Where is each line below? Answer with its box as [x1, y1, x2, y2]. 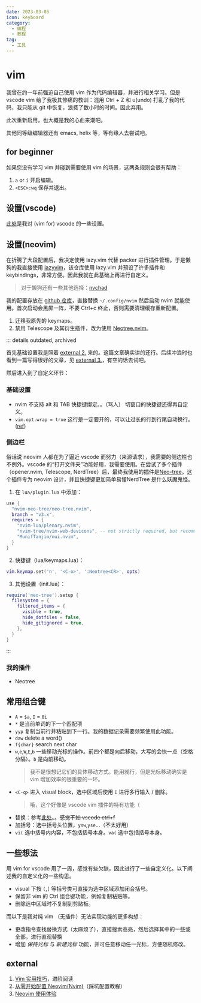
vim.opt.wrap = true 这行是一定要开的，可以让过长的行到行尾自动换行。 [14, 415, 193, 423]
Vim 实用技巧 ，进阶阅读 [14, 975, 74, 983]
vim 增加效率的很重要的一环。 [29, 775, 103, 783]
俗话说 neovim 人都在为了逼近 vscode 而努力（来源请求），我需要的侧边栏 [6, 453, 187, 460]
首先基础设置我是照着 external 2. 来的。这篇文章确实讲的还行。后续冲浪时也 [6, 349, 193, 356]
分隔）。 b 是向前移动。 [14, 755, 69, 762]
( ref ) [14, 422, 26, 430]
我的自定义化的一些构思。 [11, 872, 75, 879]
